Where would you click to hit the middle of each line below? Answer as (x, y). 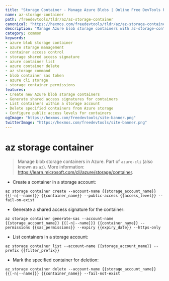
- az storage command (28, 71)
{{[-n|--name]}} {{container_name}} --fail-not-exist (63, 273)
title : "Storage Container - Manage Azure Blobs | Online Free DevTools (83, 10)
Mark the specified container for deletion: (56, 260)
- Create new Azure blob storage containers (53, 94)
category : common (23, 33)
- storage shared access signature (43, 57)
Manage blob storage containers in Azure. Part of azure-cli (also (85, 161)
